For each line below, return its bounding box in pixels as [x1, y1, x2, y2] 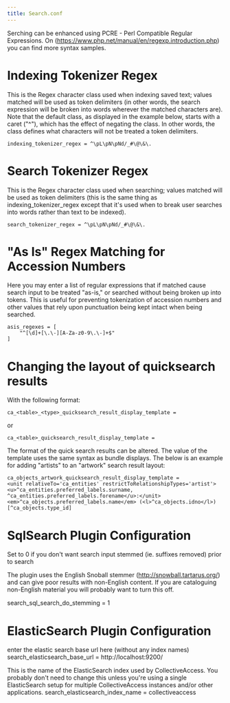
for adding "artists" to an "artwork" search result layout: [7, 462, 165, 470]
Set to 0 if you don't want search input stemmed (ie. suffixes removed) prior [7, 550, 222, 559]
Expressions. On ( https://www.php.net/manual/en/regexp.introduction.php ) [7, 36, 220, 45]
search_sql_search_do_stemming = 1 [7, 599, 111, 607]
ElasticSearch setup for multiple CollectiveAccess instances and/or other [7, 681, 214, 689]
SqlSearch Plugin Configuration [7, 528, 191, 543]
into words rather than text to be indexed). [7, 208, 126, 216]
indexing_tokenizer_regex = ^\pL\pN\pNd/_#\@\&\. [7, 140, 152, 147]
